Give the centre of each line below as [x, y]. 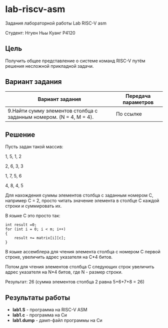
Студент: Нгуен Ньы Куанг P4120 [40, 33]
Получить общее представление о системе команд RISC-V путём [75, 61]
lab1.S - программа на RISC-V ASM [50, 310]
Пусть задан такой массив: [34, 147]
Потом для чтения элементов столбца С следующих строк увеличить [80, 267]
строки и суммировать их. [33, 206]
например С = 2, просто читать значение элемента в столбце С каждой [82, 201]
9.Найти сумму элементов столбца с [53, 110]
